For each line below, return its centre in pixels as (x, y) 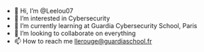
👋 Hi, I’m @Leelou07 (44, 11)
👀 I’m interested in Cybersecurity (62, 18)
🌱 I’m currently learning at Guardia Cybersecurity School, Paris (106, 26)
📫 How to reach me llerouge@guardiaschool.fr (83, 41)
